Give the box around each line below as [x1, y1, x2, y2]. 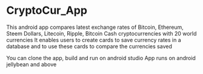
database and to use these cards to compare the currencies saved [6, 43, 173, 50]
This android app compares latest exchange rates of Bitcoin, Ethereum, [6, 23, 184, 31]
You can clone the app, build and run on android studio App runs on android [6, 54, 196, 61]
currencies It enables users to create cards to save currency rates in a [6, 36, 182, 43]
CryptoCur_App [6, 4, 88, 17]
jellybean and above [6, 61, 57, 68]
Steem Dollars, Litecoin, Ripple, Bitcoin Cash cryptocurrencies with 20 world [6, 29, 197, 37]
